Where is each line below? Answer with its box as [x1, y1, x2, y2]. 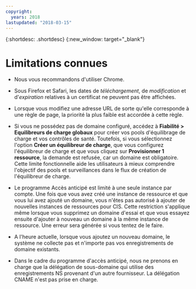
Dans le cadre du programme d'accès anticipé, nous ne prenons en [14, 257, 178, 264]
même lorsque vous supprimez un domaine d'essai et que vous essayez [14, 209, 190, 216]
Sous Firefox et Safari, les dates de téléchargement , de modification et [14, 87, 187, 94]
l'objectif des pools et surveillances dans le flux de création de [14, 166, 166, 174]
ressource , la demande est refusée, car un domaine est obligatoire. [14, 154, 179, 161]
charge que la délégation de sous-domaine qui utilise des [14, 264, 154, 271]
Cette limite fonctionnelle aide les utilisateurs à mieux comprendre [14, 160, 175, 168]
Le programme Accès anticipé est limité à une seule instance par [14, 184, 172, 192]
